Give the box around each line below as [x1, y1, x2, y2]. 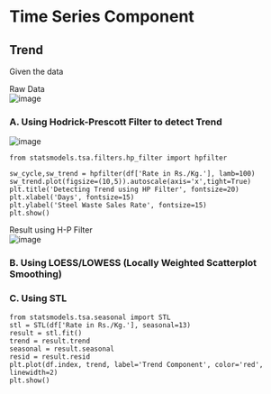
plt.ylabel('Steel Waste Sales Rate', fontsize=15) [9, 201, 207, 210]
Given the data [9, 66, 64, 77]
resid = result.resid [9, 352, 91, 362]
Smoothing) [9, 268, 63, 280]
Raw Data [9, 84, 45, 94]
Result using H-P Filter [9, 224, 93, 235]
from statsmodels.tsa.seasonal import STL [9, 313, 171, 322]
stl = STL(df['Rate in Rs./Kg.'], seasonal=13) [9, 320, 192, 330]
